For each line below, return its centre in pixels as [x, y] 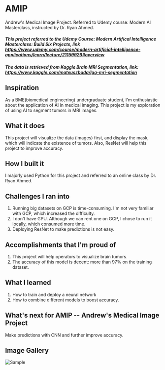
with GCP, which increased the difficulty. [53, 213]
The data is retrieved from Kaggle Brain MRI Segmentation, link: [72, 67]
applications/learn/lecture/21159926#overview [55, 54]
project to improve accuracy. [34, 148]
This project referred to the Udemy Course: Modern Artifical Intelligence [81, 39]
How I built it [25, 164]
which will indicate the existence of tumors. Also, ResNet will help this [76, 143]
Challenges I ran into [37, 196]
